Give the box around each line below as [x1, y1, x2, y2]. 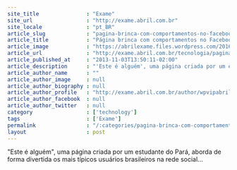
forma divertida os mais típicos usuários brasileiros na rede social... [7, 155, 203, 164]
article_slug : [7, 30, 90, 37]
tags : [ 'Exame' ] [7, 115, 121, 122]
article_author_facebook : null [7, 96, 106, 103]
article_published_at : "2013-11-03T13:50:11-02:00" [7, 56, 178, 63]
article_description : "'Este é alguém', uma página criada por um [7, 63, 226, 70]
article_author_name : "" [7, 69, 99, 76]
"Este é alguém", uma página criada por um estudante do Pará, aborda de [7, 147, 221, 156]
